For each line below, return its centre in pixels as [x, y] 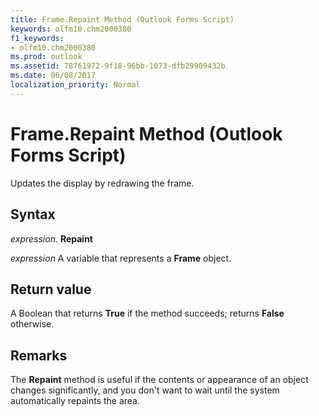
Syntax [33, 214]
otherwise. [32, 324]
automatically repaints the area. [75, 401]
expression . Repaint [51, 238]
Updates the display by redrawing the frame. [102, 183]
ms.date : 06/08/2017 [53, 76]
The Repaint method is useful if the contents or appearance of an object [159, 380]
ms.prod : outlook [46, 57]
